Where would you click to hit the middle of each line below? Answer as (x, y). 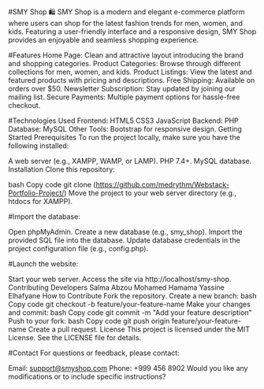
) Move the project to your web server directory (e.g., (151, 193)
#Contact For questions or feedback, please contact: (94, 353)
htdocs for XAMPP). (41, 201)
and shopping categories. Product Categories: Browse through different (125, 63)
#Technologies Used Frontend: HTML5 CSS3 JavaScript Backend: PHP (123, 120)
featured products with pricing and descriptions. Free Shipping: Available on (132, 80)
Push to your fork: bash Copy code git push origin (89, 321)
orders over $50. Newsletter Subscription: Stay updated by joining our (122, 89)
